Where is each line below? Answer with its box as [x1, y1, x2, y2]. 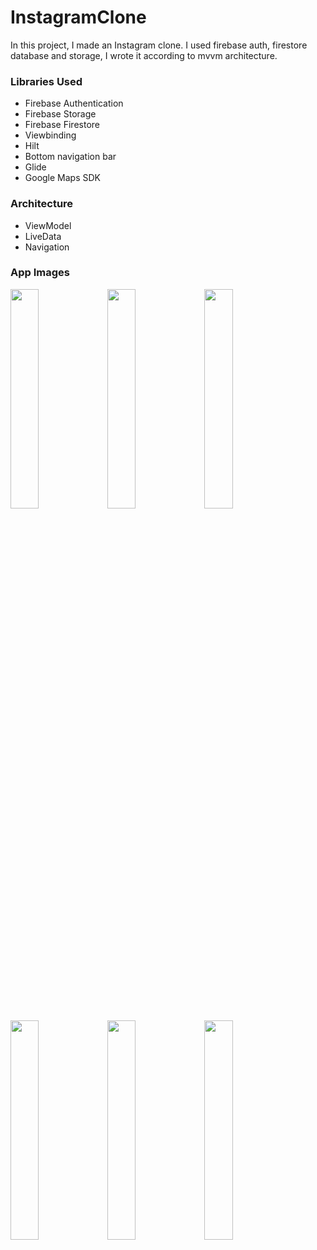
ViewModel [24, 219, 72, 231]
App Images [10, 266, 70, 280]
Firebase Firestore [24, 119, 100, 131]
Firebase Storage [24, 108, 97, 120]
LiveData [24, 230, 62, 242]
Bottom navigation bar [24, 151, 117, 163]
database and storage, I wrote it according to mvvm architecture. [10, 49, 278, 61]
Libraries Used [10, 74, 83, 88]
